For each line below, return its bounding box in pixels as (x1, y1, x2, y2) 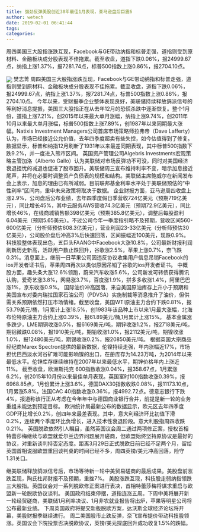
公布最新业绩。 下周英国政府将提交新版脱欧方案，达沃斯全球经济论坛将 (6, 505, 179, 512)
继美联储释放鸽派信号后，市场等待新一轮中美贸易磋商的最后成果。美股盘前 (6, 468, 188, 475)
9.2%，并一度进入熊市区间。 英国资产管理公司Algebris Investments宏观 (11, 150, 187, 157)
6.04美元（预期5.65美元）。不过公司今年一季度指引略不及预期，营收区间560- (6, 217, 193, 224)
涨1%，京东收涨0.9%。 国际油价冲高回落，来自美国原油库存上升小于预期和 (6, 284, 189, 291)
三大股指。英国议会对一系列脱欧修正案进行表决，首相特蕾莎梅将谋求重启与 (6, 483, 188, 490)
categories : (6, 31, 36, 37)
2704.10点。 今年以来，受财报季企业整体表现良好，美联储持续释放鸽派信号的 (6, 98, 192, 105)
